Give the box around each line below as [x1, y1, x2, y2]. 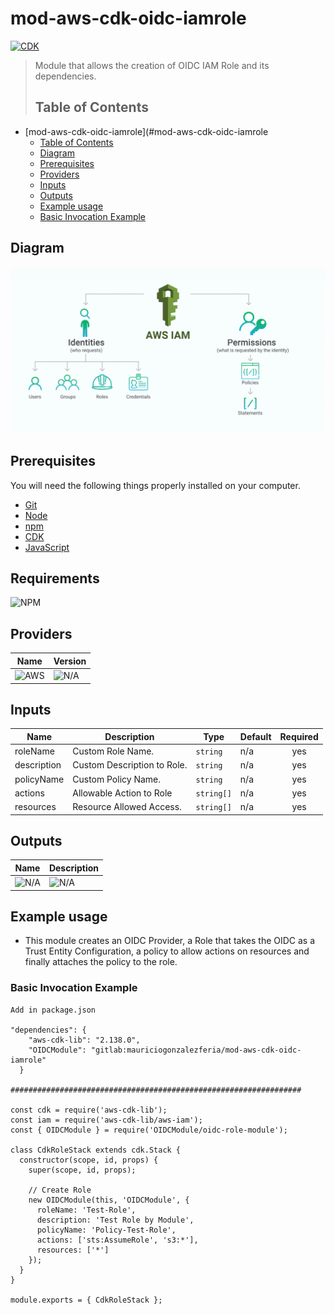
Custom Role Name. [72, 745, 155, 757]
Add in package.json [10, 1005, 97, 1015]
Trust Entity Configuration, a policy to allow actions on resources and [24, 945, 310, 957]
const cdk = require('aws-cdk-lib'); [10, 1105, 168, 1115]
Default [239, 730, 272, 742]
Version [53, 655, 87, 667]
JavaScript [24, 541, 70, 553]
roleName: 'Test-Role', [36, 1205, 137, 1215]
